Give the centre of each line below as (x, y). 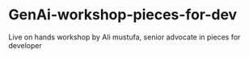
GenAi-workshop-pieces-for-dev (123, 15)
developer (25, 45)
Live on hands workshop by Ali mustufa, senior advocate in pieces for (124, 37)
